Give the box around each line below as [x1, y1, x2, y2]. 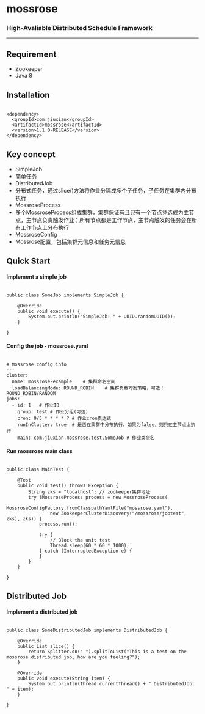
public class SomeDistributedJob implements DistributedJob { [6, 627, 168, 633]
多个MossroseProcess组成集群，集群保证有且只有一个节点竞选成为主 [15, 208, 189, 216]
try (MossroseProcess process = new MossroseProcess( [28, 494, 168, 500]
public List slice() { [17, 643, 75, 649]
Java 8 [15, 72, 32, 79]
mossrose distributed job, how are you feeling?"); [6, 653, 140, 660]
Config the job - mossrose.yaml [6, 342, 88, 350]
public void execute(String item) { [17, 675, 111, 682]
